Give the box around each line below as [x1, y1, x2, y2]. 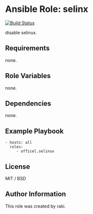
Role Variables [5, 72, 51, 80]
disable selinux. [5, 29, 37, 35]
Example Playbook [5, 127, 64, 135]
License [5, 162, 30, 171]
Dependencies [5, 99, 51, 107]
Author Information [5, 190, 66, 199]
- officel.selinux [16, 149, 55, 154]
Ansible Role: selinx [5, 3, 89, 15]
